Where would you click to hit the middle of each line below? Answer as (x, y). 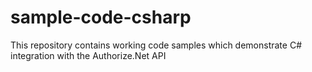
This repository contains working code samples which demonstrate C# (156, 45)
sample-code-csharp (101, 17)
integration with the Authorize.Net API (88, 55)
